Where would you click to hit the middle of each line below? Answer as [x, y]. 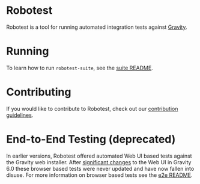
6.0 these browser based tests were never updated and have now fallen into [100, 168]
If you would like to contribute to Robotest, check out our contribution [92, 108]
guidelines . [20, 115]
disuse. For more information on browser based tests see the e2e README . [99, 175]
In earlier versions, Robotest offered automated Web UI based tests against [99, 156]
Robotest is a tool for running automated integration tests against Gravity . [97, 27]
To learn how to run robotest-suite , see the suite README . [80, 68]
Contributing [39, 92]
